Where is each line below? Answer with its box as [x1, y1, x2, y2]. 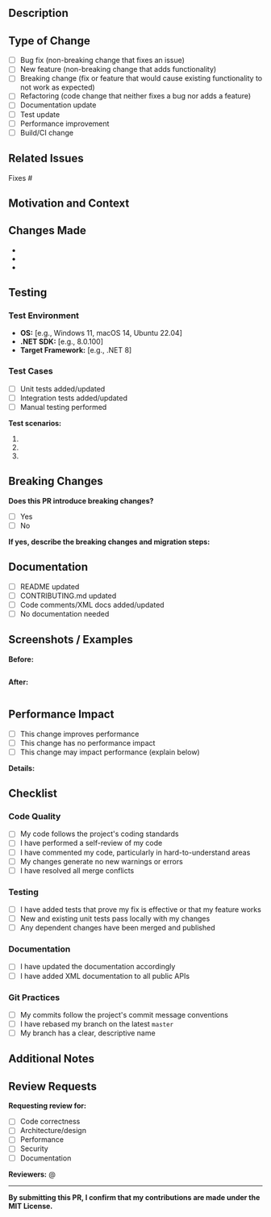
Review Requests [8, 1079, 97, 1093]
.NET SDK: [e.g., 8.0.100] [19, 337, 103, 346]
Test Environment [8, 310, 79, 321]
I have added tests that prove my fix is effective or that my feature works [19, 905, 262, 914]
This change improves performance [19, 729, 140, 738]
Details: [8, 763, 35, 773]
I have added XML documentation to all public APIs [19, 971, 190, 981]
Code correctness [19, 1117, 81, 1127]
